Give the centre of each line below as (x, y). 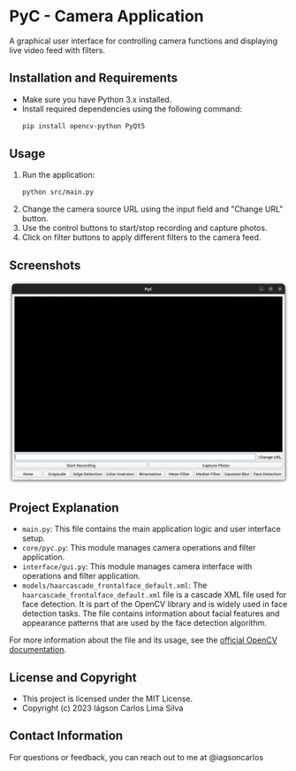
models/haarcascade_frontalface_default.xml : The (114, 585)
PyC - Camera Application (107, 16)
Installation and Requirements (94, 78)
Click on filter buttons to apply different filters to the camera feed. (141, 237)
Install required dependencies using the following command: (132, 109)
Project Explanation (64, 508)
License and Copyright (73, 678)
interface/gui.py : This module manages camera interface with (137, 567)
